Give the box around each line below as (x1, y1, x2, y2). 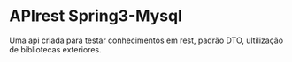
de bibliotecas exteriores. (9, 44, 102, 54)
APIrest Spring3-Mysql (9, 6, 183, 26)
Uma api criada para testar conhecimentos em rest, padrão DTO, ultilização (9, 35, 284, 45)
